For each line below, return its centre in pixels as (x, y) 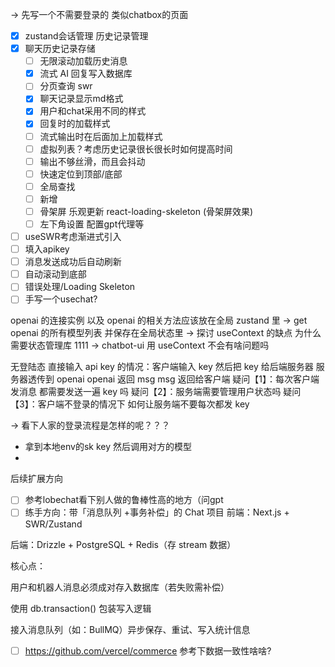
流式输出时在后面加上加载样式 (101, 136)
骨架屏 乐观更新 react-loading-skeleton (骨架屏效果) (146, 211)
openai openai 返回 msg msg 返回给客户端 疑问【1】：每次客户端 (188, 379)
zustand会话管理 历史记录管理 (86, 36)
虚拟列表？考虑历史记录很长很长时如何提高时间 (136, 149)
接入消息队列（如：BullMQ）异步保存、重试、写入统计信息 (130, 629)
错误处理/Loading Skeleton (80, 287)
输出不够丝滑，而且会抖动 (92, 161)
